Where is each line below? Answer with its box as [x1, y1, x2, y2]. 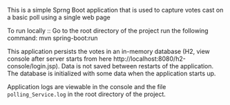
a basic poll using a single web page [7, 13, 111, 21]
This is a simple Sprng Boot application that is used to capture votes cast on [7, 6, 224, 14]
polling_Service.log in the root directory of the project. [7, 90, 166, 98]
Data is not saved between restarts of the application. [61, 62, 214, 70]
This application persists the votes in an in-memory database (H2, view [7, 48, 211, 55]
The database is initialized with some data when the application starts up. [7, 69, 216, 77]
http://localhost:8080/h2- [113, 55, 186, 63]
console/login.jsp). [7, 62, 60, 70]
